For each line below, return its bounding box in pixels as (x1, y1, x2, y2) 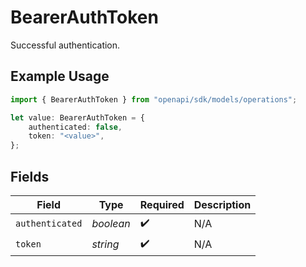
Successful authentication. (10, 39, 121, 51)
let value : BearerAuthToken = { (10, 112, 145, 123)
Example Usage (10, 68, 110, 85)
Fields (10, 168, 50, 185)
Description (193, 197, 252, 211)
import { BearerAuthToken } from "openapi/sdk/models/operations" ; (10, 94, 298, 105)
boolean (91, 217, 131, 231)
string (91, 237, 120, 251)
